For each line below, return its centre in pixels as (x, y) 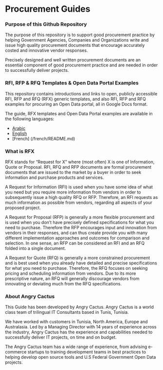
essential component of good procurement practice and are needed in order (81, 65)
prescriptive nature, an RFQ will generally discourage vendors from (72, 279)
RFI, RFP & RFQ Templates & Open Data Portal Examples (72, 83)
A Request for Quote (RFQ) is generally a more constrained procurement (78, 258)
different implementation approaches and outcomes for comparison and (77, 238)
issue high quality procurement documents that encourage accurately (75, 45)
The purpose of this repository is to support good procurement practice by (80, 35)
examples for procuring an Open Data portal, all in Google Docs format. (76, 104)
